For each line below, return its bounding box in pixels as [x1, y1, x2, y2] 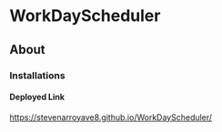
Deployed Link [9, 92, 66, 103]
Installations [9, 69, 66, 82]
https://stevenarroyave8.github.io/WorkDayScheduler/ [9, 111, 212, 123]
